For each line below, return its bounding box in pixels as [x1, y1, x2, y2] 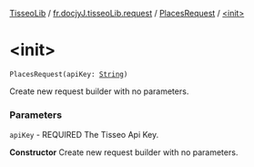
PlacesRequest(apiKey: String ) [9, 69, 128, 78]
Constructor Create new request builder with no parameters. [9, 147, 239, 158]
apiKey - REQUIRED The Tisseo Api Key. [9, 130, 159, 141]
